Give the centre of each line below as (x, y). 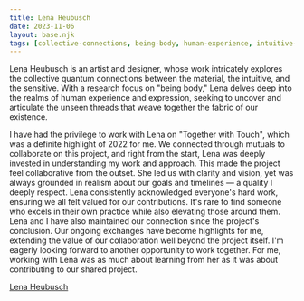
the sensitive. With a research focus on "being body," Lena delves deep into (151, 88)
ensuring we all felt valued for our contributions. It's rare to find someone (146, 202)
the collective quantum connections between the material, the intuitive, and (150, 79)
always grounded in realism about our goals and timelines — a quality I (141, 183)
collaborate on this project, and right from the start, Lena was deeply (138, 154)
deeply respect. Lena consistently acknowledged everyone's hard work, (144, 192)
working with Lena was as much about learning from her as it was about (144, 260)
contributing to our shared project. (73, 269)
